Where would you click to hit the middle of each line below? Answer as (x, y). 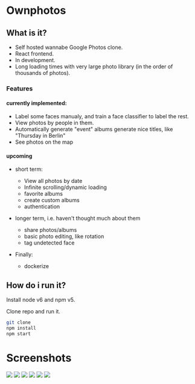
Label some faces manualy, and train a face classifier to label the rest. (102, 117)
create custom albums (52, 200)
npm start (19, 334)
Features (20, 88)
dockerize (37, 266)
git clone (19, 323)
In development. (35, 60)
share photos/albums (50, 230)
